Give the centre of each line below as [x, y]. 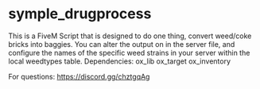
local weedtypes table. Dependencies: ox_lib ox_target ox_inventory [120, 61]
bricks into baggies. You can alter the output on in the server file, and [122, 44]
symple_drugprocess [80, 14]
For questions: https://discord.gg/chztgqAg [79, 76]
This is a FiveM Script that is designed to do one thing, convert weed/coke [130, 36]
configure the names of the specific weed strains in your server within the [129, 52]
